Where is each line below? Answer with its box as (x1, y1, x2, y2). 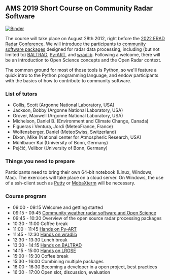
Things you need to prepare (5, 158, 75, 165)
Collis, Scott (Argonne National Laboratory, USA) (12, 102, 115, 108)
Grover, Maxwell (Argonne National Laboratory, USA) (12, 113, 123, 119)
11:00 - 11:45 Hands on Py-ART (12, 226, 77, 232)
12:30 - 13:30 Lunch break (12, 236, 67, 243)
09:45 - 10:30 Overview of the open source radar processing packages (12, 215, 162, 221)
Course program (5, 193, 47, 200)
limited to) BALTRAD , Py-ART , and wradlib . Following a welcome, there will (5, 51, 161, 57)
